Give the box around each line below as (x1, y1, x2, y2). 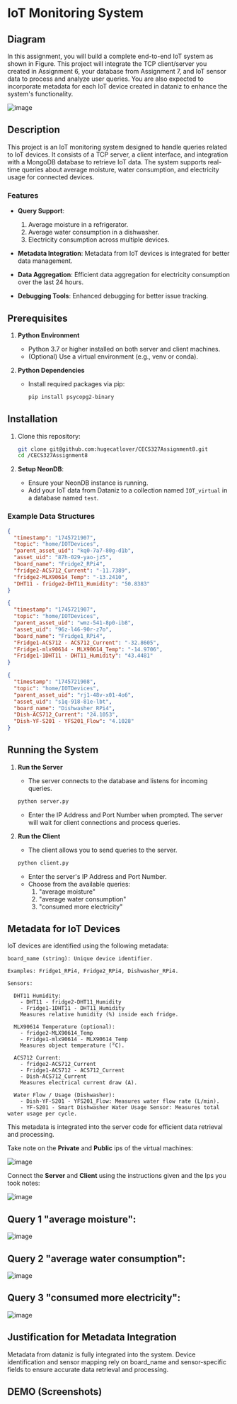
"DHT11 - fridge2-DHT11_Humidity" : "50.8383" (13, 580, 151, 588)
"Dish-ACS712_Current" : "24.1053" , (13, 711, 119, 719)
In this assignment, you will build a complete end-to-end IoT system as (7, 52, 214, 60)
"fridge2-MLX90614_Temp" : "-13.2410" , (13, 573, 129, 580)
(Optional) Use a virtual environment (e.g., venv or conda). (28, 352, 199, 361)
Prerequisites (7, 312, 68, 324)
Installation (7, 413, 58, 425)
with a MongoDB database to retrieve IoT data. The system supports (7, 157, 207, 166)
